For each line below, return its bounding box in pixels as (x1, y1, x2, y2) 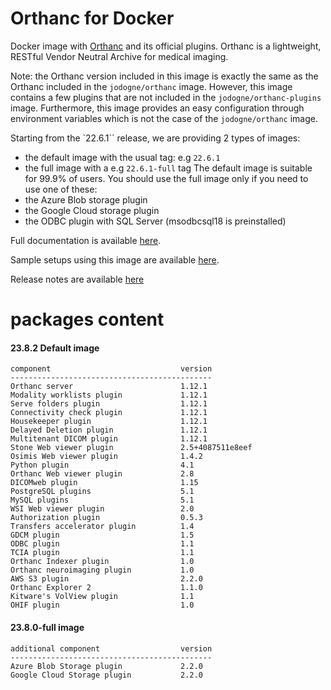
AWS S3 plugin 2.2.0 (10, 574, 203, 584)
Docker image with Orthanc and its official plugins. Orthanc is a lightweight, (10, 40, 322, 52)
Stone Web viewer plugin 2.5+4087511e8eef (10, 443, 253, 453)
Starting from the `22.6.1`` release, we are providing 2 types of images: (10, 132, 301, 144)
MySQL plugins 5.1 (10, 495, 195, 506)
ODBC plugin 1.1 (10, 539, 195, 549)
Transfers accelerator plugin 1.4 (10, 522, 195, 532)
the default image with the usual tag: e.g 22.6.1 (24, 151, 221, 163)
